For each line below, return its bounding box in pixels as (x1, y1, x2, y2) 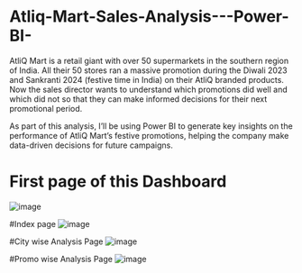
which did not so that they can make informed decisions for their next (9, 93, 268, 105)
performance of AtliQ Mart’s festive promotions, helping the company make (9, 130, 289, 141)
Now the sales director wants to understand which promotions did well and (9, 84, 288, 95)
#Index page (9, 218, 57, 229)
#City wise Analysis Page (9, 236, 104, 247)
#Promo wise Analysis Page (9, 253, 113, 264)
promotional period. (9, 103, 83, 114)
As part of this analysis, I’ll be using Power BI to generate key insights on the (9, 120, 293, 132)
